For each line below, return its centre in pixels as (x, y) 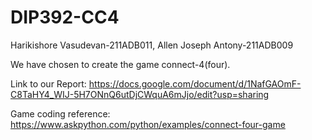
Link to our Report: (48, 83)
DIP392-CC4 (65, 17)
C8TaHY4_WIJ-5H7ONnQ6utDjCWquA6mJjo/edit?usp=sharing (140, 94)
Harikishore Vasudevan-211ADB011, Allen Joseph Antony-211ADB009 (152, 45)
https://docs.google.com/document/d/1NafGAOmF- (195, 83)
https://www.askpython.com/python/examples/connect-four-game (148, 124)
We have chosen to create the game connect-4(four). (120, 64)
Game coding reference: (60, 113)
